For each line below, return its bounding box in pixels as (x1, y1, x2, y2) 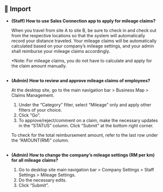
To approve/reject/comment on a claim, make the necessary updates (18, 117, 158, 123)
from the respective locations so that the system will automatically (11, 32, 145, 38)
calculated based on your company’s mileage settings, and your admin (11, 43, 155, 49)
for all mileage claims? (11, 157, 58, 163)
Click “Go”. (18, 112, 41, 118)
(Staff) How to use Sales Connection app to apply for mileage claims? (11, 18, 156, 24)
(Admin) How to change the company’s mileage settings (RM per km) (11, 152, 155, 158)
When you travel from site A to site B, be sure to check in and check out (11, 27, 157, 33)
